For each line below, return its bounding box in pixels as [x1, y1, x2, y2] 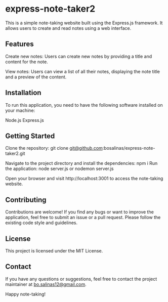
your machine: [5, 107, 35, 113]
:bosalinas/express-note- [102, 145, 155, 151]
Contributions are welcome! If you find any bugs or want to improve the [5, 209, 154, 215]
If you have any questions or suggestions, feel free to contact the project [5, 276, 157, 282]
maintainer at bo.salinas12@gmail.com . [5, 281, 87, 287]
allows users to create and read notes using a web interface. [5, 25, 132, 31]
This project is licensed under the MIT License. [5, 248, 103, 253]
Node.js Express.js [5, 117, 44, 123]
